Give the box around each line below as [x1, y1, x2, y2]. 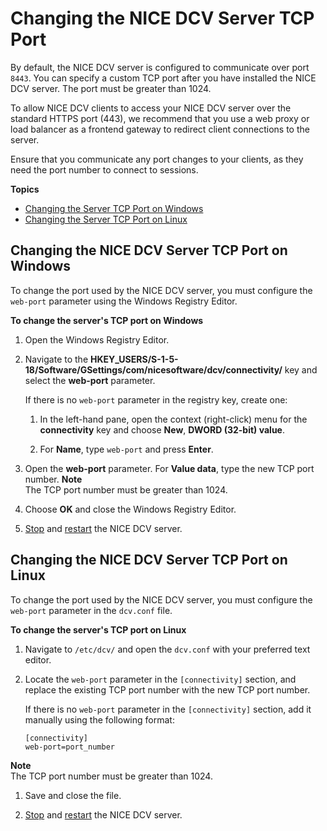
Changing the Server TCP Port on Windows [24, 202, 204, 214]
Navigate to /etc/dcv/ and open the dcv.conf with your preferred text [24, 643, 311, 655]
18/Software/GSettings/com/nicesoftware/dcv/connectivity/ [24, 363, 283, 376]
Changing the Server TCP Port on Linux [24, 213, 188, 225]
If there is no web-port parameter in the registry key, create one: [24, 393, 288, 406]
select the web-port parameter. [24, 374, 156, 386]
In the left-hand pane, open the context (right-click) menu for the [39, 413, 308, 425]
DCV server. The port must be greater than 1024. [10, 82, 212, 94]
